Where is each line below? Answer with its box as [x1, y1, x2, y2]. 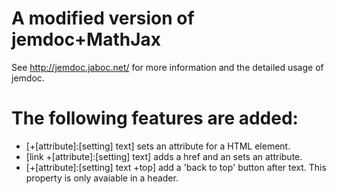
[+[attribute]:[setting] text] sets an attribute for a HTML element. [25, 140, 291, 152]
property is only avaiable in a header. [25, 172, 179, 184]
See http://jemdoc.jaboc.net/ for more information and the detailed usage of [11, 61, 324, 73]
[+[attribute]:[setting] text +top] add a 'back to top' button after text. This [25, 161, 327, 173]
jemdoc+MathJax [11, 28, 162, 51]
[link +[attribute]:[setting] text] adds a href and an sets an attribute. [25, 150, 303, 162]
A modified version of [11, 7, 195, 30]
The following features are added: [11, 107, 299, 130]
